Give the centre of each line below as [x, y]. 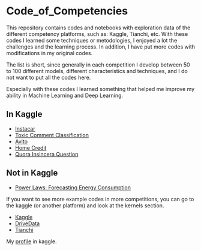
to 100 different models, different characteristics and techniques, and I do [97, 71]
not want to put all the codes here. [49, 77]
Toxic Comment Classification [52, 135]
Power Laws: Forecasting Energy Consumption [73, 188]
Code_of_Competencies [67, 11]
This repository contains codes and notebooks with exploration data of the [98, 28]
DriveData [27, 223]
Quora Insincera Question [46, 154]
